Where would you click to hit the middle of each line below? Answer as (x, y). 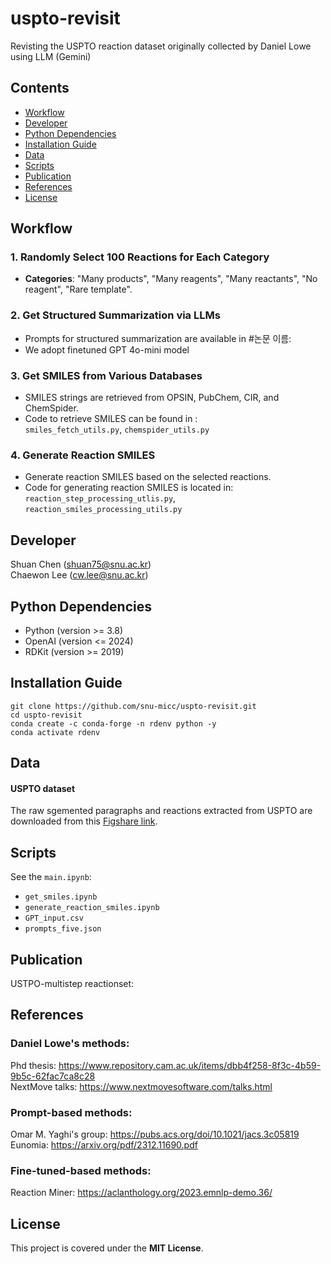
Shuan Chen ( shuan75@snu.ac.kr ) (81, 564)
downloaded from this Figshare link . (84, 821)
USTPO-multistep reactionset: (72, 983)
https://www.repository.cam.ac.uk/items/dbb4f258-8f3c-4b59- (190, 1065)
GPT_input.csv (54, 918)
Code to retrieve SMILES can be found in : (111, 419)
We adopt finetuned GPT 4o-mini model (107, 349)
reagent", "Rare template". (78, 289)
